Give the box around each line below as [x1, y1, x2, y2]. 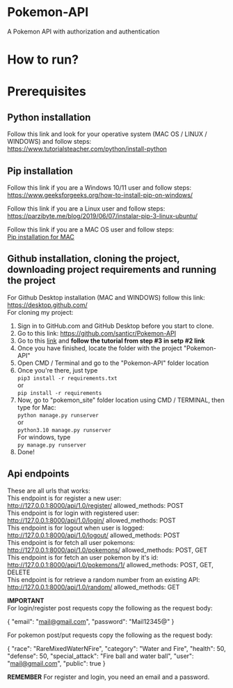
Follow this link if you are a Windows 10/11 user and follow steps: [7, 183, 192, 192]
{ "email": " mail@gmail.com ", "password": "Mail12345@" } [7, 617, 175, 625]
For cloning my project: [7, 308, 74, 316]
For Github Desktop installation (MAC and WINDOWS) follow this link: [7, 293, 205, 301]
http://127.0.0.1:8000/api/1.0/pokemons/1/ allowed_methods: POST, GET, [7, 560, 214, 569]
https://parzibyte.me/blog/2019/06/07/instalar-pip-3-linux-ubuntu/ [7, 211, 198, 220]
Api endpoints [7, 468, 70, 480]
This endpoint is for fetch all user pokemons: [7, 538, 136, 546]
